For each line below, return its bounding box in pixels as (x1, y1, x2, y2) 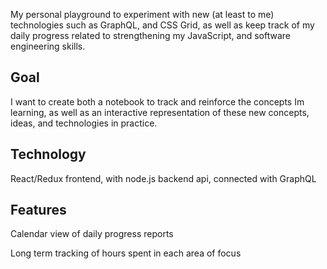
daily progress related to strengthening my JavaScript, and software (10, 30, 291, 41)
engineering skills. (10, 40, 86, 52)
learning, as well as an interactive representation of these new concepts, (10, 106, 310, 118)
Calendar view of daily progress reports (10, 228, 174, 240)
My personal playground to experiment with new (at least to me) (10, 9, 275, 20)
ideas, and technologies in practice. (10, 117, 158, 129)
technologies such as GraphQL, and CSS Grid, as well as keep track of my (10, 19, 315, 31)
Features (10, 202, 67, 219)
